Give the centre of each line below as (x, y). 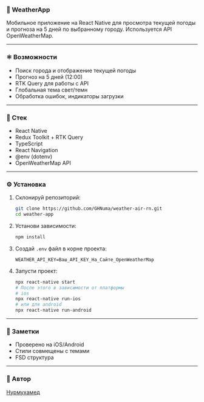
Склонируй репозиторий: (48, 198)
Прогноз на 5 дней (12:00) (49, 77)
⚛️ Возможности (32, 57)
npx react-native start (45, 282)
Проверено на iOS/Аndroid (49, 344)
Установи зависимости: (46, 226)
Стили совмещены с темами (52, 351)
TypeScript (29, 143)
